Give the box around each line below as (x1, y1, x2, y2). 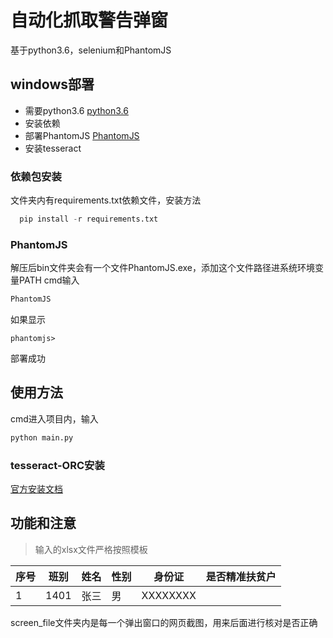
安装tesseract (24, 142, 82, 154)
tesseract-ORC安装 (10, 458, 105, 472)
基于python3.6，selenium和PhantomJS (10, 44, 172, 56)
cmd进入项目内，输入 (10, 412, 99, 425)
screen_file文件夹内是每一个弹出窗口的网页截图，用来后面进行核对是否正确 (10, 616, 318, 628)
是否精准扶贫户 (205, 569, 277, 583)
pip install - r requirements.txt (19, 214, 159, 225)
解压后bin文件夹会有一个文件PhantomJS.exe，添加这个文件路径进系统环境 (10, 262, 316, 274)
